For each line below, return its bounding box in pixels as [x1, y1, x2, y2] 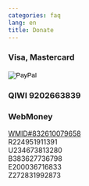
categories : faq [8, 11, 61, 20]
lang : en [8, 19, 37, 27]
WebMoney [8, 111, 53, 122]
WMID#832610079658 [8, 129, 81, 138]
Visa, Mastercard [8, 52, 75, 63]
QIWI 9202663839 [8, 89, 81, 100]
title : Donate [8, 26, 55, 34]
